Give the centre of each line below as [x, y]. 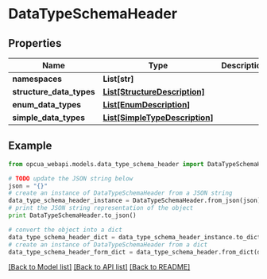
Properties [35, 43]
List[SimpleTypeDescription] [158, 118]
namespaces [37, 79]
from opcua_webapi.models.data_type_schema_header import [106, 164]
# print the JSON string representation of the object [101, 208]
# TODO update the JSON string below [71, 178]
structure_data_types [54, 92]
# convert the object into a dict [66, 230]
